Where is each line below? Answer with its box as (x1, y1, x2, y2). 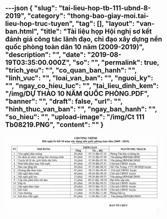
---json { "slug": (5, 4, 57, 12)
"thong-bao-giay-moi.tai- (67, 12, 149, 20)
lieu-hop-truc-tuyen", (5, 19, 74, 28)
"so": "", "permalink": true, (72, 58, 160, 67)
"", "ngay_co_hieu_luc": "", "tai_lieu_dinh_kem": (5, 82, 159, 90)
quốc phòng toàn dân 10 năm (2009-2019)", (5, 43, 145, 51)
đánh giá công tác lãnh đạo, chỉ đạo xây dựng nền (5, 35, 163, 44)
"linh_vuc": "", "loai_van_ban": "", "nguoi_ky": (5, 74, 154, 83)
